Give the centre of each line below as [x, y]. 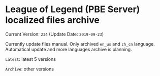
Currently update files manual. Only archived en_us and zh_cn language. [80, 44]
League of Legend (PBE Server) [73, 9]
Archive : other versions [30, 69]
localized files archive [53, 20]
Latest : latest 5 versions [30, 59]
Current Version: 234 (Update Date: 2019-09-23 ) [55, 34]
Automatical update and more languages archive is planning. [69, 49]
